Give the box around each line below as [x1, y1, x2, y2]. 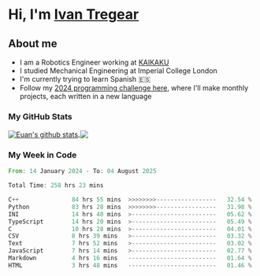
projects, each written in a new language [19, 92, 152, 101]
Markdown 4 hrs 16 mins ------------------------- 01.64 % [8, 254, 252, 263]
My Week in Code [8, 149, 77, 160]
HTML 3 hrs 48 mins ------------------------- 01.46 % [8, 261, 252, 269]
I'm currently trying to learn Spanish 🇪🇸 [19, 75, 151, 83]
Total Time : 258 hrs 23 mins [8, 182, 104, 190]
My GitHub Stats [8, 111, 72, 122]
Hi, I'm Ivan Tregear [8, 6, 139, 24]
